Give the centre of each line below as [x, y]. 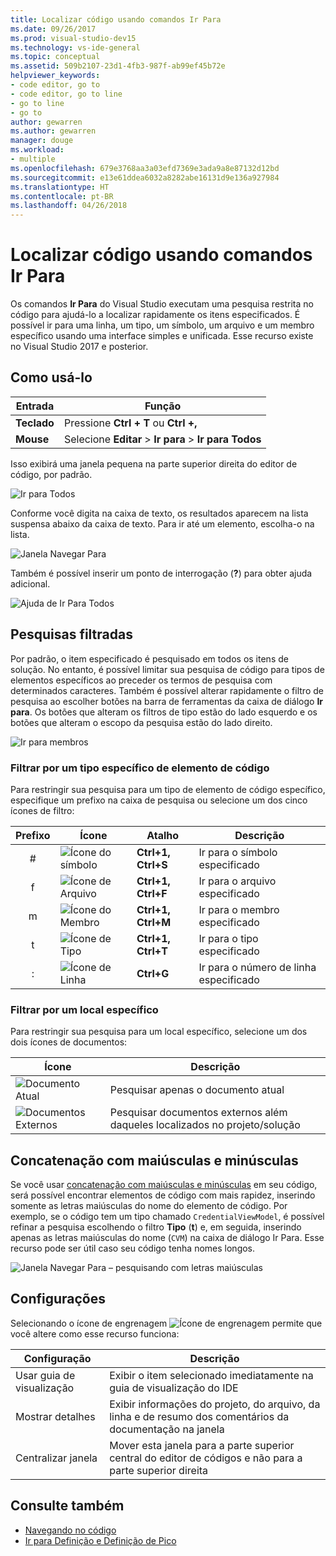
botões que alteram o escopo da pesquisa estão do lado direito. [141, 722]
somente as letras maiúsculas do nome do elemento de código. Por [149, 1206]
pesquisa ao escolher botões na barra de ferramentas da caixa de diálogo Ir [167, 701]
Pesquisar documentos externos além [198, 1113]
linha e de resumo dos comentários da [199, 1416]
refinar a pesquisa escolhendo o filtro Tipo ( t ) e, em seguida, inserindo [156, 1227]
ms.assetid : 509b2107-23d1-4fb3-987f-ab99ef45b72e [118, 66]
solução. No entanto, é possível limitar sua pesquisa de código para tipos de [167, 669]
